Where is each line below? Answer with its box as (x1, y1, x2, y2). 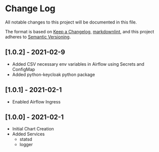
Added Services (12, 131, 45, 137)
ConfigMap (12, 66, 35, 72)
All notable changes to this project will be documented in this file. (5, 19, 137, 25)
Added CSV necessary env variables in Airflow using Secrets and (12, 61, 145, 67)
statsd (19, 136, 32, 142)
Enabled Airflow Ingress (12, 99, 61, 104)
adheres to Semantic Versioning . (5, 34, 71, 40)
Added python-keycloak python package (12, 72, 95, 77)
